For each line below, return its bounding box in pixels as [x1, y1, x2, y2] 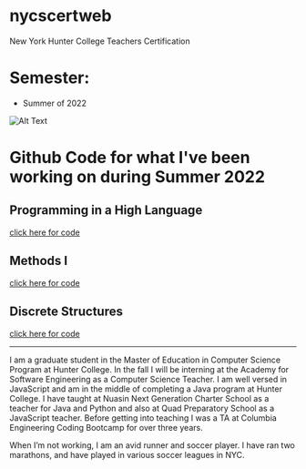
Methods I [9, 253, 68, 269]
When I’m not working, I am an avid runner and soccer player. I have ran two [9, 439, 296, 451]
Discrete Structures [9, 304, 123, 320]
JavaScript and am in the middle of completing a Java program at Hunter [9, 383, 282, 394]
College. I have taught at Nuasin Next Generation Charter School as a [9, 393, 270, 403]
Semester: [9, 67, 90, 88]
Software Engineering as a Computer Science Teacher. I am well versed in [9, 373, 288, 384]
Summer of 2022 [22, 97, 87, 108]
